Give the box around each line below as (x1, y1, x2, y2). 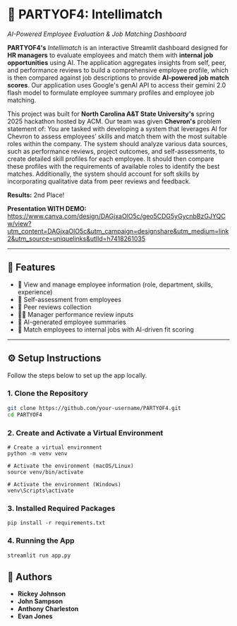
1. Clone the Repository (7, 388, 88, 398)
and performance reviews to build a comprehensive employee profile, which (7, 66, 229, 74)
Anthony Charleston (17, 605, 79, 613)
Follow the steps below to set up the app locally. (7, 371, 147, 380)
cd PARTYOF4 (7, 411, 42, 419)
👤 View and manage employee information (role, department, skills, (17, 280, 213, 289)
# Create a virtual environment (7, 444, 102, 451)
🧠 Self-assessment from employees (17, 295, 122, 303)
